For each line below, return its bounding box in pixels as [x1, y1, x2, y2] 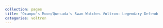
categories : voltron [5, 16, 47, 20]
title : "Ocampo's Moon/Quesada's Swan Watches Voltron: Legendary [5, 11, 142, 16]
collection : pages [5, 7, 42, 12]
